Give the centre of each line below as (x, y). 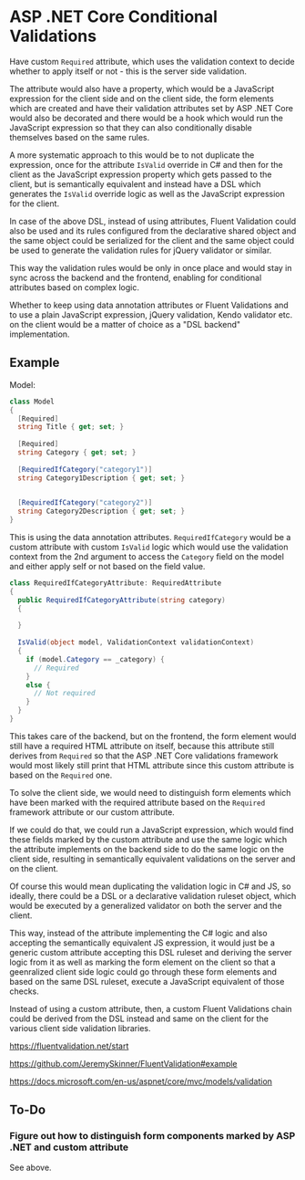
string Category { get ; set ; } (77, 453)
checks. (24, 991)
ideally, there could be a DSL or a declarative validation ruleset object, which (153, 895)
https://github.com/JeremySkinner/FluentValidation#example (124, 1063)
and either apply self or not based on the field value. (107, 566)
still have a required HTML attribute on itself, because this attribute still (142, 746)
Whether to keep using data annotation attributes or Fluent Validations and (149, 305)
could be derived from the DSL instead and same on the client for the (139, 1018)
